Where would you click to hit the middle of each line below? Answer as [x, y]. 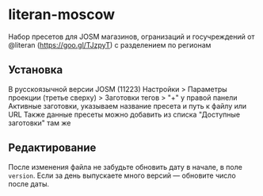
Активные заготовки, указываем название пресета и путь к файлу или [128, 106]
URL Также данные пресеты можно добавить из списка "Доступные [124, 114]
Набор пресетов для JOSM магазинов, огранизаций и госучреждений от [131, 37]
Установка [36, 70]
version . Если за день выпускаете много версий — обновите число [122, 175]
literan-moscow [62, 15]
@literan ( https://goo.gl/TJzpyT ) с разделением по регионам [110, 44]
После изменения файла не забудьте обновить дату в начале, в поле [126, 167]
